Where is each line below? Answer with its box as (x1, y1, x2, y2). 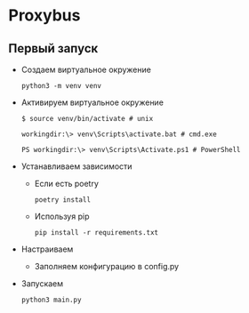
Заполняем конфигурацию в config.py (34, 261, 180, 271)
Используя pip (34, 211, 90, 221)
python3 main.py (20, 295, 82, 304)
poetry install (34, 196, 91, 205)
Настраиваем (20, 244, 74, 254)
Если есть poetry (34, 179, 99, 189)
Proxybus (8, 5, 81, 26)
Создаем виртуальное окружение (20, 64, 152, 75)
